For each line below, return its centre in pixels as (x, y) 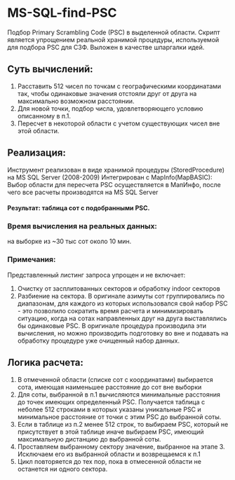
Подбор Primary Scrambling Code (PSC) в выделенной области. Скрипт (114, 32)
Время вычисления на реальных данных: (82, 226)
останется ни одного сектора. (62, 469)
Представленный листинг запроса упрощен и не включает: (96, 275)
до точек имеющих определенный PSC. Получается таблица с (111, 402)
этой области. (38, 130)
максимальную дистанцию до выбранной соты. (89, 439)
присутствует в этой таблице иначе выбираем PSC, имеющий (111, 432)
